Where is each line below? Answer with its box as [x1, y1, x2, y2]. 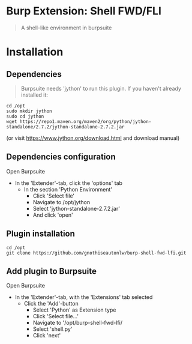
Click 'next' [32, 332, 61, 339]
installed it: [20, 91, 48, 98]
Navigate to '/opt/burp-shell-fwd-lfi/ [32, 319, 123, 327]
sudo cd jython [6, 113, 44, 119]
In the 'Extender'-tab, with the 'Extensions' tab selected [14, 294, 153, 301]
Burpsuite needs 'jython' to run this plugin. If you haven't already [20, 85, 182, 92]
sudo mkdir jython [6, 108, 52, 114]
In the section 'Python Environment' [23, 186, 113, 193]
